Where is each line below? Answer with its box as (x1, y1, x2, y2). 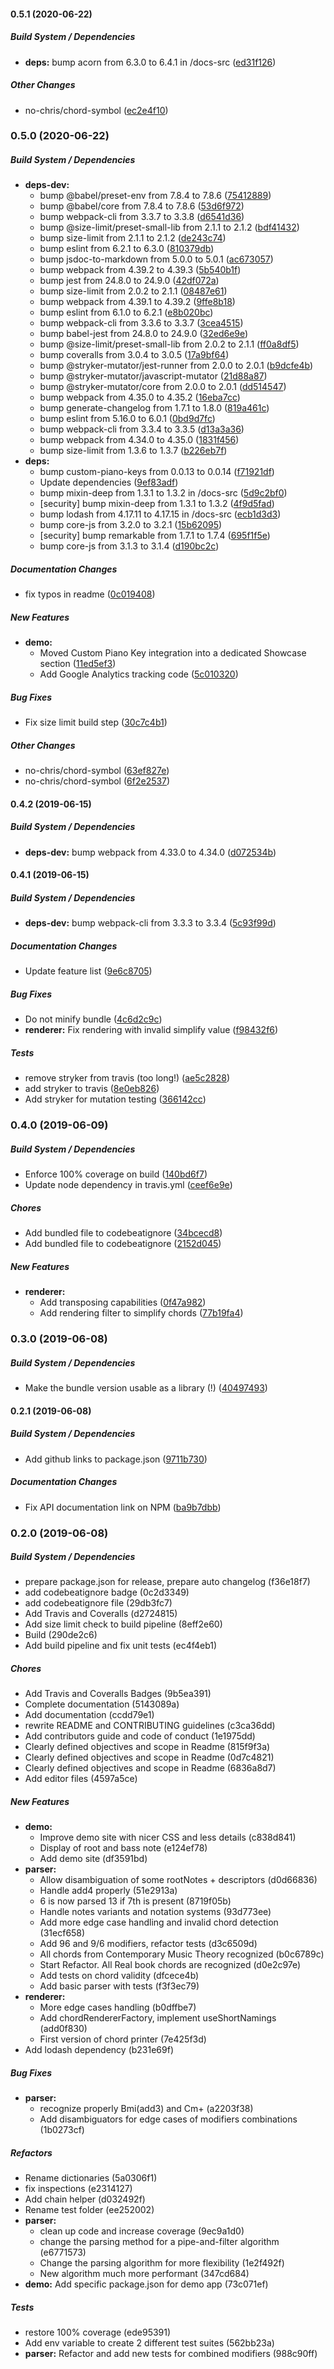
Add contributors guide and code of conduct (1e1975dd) (24, 1730, 256, 1742)
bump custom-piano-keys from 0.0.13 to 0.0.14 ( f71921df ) (39, 466, 275, 478)
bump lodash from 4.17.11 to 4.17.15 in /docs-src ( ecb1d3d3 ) (39, 508, 282, 520)
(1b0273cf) (39, 2124, 85, 2136)
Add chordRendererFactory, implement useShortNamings (39, 2012, 277, 2024)
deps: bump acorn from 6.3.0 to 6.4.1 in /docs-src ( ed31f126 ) (24, 56, 277, 68)
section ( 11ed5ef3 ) (39, 658, 117, 670)
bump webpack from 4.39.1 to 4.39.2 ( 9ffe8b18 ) (39, 296, 236, 308)
